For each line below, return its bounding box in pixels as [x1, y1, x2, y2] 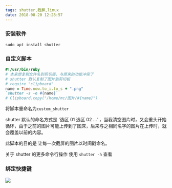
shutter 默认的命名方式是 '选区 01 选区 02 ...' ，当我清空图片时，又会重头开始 [5, 117, 167, 123]
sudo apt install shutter [5, 42, 60, 47]
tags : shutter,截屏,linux [5, 7, 59, 13]
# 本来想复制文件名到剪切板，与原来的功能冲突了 [5, 71, 94, 77]
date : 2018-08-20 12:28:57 [5, 12, 63, 17]
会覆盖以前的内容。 [5, 129, 46, 136]
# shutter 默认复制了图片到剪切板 [5, 77, 71, 82]
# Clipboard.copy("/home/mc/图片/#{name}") [5, 96, 98, 101]
